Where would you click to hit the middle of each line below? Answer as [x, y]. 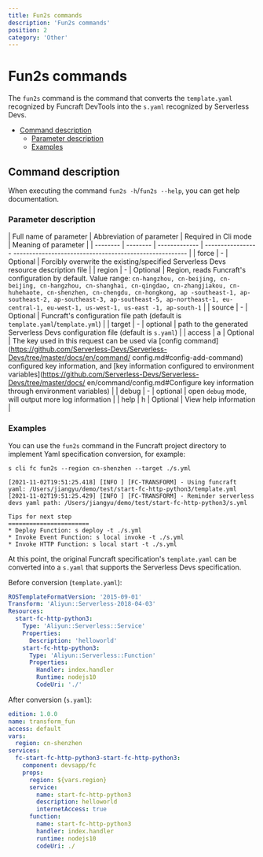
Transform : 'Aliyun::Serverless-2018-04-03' [82, 604]
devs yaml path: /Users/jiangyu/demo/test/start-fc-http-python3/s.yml [128, 503]
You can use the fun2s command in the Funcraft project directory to [117, 445]
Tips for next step [40, 517]
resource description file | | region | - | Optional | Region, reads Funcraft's [127, 270]
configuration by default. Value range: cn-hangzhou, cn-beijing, [113, 278]
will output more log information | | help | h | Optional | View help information [132, 399]
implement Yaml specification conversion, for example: [97, 454]
